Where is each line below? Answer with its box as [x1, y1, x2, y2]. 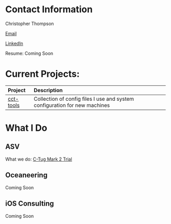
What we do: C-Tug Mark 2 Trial [5, 156, 72, 162]
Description [34, 86, 63, 94]
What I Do [5, 122, 47, 134]
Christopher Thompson [5, 20, 54, 27]
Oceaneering [5, 171, 48, 180]
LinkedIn [5, 40, 23, 47]
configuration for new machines [34, 101, 110, 108]
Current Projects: [5, 68, 80, 80]
